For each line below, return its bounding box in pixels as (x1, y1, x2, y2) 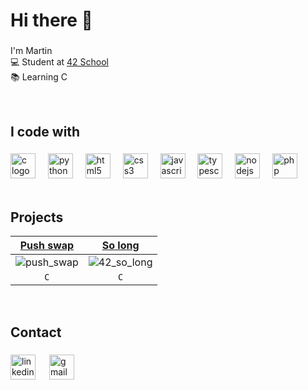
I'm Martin (10, 45, 53, 57)
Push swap (19, 239, 75, 253)
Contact (10, 324, 62, 341)
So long (101, 239, 140, 253)
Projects (10, 209, 64, 226)
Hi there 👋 (10, 9, 93, 32)
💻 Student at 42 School (10, 56, 110, 68)
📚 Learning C (10, 71, 68, 83)
